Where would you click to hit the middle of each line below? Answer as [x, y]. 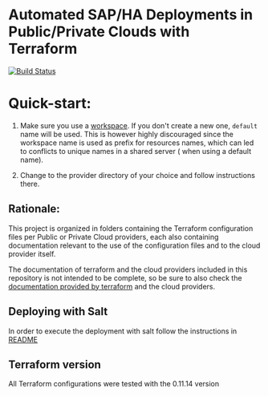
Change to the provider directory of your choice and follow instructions [137, 175]
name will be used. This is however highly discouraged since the [127, 134]
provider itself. [32, 253]
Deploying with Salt [58, 311]
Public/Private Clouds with [99, 32]
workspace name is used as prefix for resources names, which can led [137, 143]
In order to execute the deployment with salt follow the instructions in [123, 331]
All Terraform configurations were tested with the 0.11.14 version [114, 384]
